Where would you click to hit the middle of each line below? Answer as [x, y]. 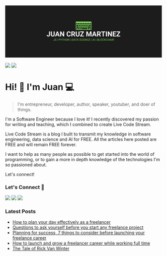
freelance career [29, 238]
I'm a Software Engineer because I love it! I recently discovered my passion [82, 119]
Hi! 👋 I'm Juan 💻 [40, 87]
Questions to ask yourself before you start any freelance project [78, 227]
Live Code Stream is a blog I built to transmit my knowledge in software [78, 134]
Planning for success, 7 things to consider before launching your [79, 233]
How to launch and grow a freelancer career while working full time [81, 243]
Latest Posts [21, 211]
